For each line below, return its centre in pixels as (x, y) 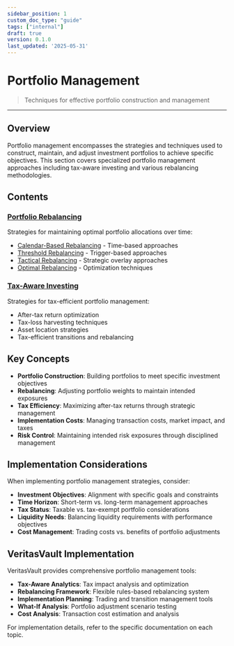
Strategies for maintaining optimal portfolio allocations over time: (100, 232)
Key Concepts (38, 359)
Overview (29, 129)
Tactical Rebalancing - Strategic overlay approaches (93, 260)
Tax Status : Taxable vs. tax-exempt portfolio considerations (103, 510)
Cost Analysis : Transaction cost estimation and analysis (98, 614)
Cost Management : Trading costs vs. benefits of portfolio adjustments (119, 532)
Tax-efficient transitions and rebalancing (76, 337)
